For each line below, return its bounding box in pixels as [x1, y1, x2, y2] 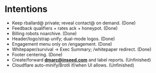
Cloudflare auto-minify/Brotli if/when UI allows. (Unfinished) [11, 62, 135, 68]
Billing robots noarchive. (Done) [11, 30, 77, 36]
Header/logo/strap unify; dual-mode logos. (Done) [11, 36, 115, 42]
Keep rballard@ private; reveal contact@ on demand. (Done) [11, 20, 136, 26]
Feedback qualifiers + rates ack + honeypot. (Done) [11, 25, 118, 31]
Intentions [4, 3, 48, 15]
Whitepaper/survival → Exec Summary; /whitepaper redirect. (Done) [11, 46, 152, 52]
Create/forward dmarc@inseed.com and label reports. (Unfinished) [11, 57, 151, 63]
